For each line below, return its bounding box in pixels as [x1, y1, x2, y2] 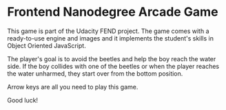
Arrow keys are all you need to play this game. [7, 82, 138, 91]
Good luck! [7, 96, 39, 104]
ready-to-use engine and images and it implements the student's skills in [7, 34, 214, 42]
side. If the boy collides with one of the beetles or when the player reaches [7, 62, 219, 70]
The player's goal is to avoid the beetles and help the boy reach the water [7, 54, 216, 63]
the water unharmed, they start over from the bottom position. [7, 69, 183, 78]
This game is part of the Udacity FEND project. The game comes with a [7, 27, 209, 35]
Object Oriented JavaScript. [7, 41, 86, 49]
